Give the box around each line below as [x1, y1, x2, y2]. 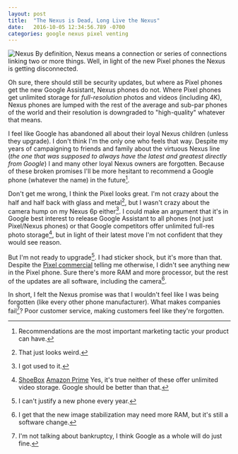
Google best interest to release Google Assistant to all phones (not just [8, 214, 214, 223]
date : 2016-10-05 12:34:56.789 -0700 [8, 23, 126, 30]
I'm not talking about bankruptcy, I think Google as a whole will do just [18, 431, 222, 440]
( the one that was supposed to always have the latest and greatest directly [8, 152, 227, 161]
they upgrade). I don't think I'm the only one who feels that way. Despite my [8, 137, 228, 146]
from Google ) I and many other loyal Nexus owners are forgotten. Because [8, 160, 225, 168]
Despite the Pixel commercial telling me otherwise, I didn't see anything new [8, 260, 230, 269]
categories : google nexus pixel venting [8, 30, 129, 37]
